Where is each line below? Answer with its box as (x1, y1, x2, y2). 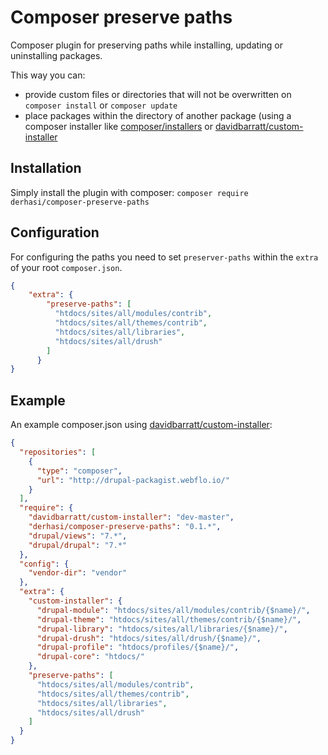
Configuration (10, 224, 100, 241)
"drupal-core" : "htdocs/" (36, 652, 145, 662)
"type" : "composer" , (36, 466, 123, 476)
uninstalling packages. (10, 49, 103, 61)
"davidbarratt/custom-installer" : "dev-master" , (28, 512, 235, 523)
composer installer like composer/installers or (24, 120, 213, 132)
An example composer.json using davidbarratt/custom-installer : (10, 419, 273, 431)
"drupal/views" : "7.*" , (28, 531, 128, 541)
